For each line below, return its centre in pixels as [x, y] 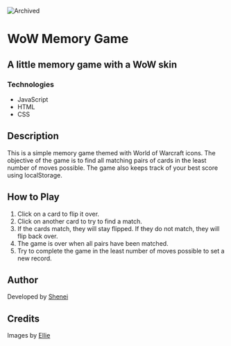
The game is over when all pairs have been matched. [93, 243]
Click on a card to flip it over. [58, 214]
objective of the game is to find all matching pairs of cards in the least [107, 160]
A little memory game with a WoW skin [92, 64]
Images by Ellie [29, 336]
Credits [24, 319]
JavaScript [33, 99]
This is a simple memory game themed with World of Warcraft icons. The [112, 152]
